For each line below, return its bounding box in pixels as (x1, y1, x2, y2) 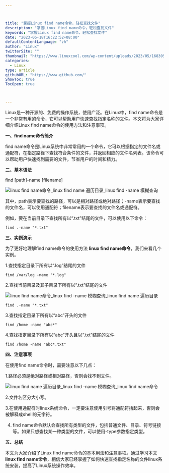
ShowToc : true (5, 77, 35, 82)
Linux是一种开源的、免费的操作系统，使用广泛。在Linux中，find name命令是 (5, 110, 163, 115)
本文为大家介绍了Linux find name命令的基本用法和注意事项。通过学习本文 (5, 450, 157, 456)
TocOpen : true (5, 82, 35, 87)
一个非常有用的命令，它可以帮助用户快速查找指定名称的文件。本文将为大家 (5, 116, 159, 122)
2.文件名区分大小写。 (5, 394, 49, 400)
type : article (5, 68, 35, 73)
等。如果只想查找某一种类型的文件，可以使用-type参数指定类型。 (12, 429, 147, 434)
